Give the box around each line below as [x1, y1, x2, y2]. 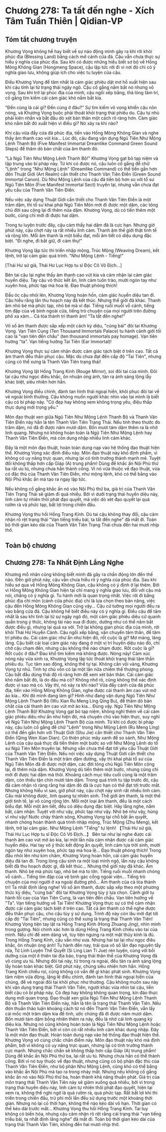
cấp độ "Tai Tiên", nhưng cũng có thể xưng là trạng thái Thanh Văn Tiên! [5, 916, 153, 922]
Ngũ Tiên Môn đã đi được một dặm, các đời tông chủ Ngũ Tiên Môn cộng [5, 761, 155, 767]
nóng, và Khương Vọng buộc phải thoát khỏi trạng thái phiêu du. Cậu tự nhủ [5, 110, 160, 116]
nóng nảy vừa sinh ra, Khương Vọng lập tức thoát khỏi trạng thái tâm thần [5, 656, 155, 662]
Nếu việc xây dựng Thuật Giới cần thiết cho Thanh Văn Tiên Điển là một [5, 196, 151, 202]
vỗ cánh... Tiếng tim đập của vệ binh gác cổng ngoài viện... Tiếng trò [5, 874, 146, 880]
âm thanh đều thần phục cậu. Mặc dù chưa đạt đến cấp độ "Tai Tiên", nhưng [5, 354, 162, 359]
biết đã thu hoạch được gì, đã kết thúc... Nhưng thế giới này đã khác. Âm [5, 863, 153, 869]
